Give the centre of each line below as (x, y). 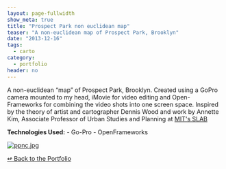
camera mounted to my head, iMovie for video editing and (89, 97)
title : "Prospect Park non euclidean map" (68, 26)
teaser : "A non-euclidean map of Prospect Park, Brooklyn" (93, 32)
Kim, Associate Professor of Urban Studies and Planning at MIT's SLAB (107, 119)
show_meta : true (30, 20)
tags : (15, 45)
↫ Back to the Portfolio (39, 158)
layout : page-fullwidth (41, 13)
